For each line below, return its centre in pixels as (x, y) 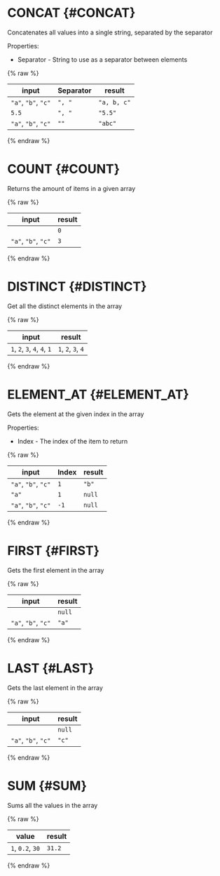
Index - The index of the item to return (73, 441)
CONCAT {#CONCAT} (71, 13)
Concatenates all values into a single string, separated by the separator (110, 32)
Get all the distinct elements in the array (65, 306)
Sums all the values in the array (53, 805)
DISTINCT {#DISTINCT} (77, 287)
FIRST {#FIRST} (54, 551)
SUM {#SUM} (47, 786)
